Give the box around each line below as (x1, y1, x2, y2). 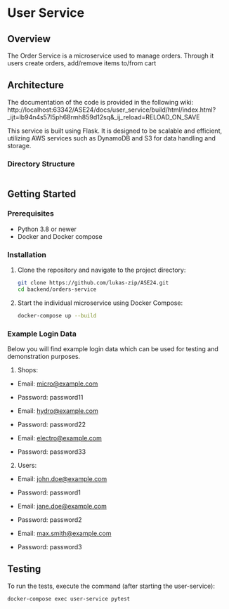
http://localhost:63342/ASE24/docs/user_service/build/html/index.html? (7, 105, 216, 114)
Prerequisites (7, 209, 54, 218)
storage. (7, 141, 32, 150)
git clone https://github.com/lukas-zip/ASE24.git (17, 280, 169, 287)
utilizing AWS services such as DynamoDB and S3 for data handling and (7, 133, 216, 142)
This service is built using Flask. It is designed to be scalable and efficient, (7, 126, 223, 135)
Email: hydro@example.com (17, 407, 98, 415)
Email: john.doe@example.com (17, 475, 107, 483)
